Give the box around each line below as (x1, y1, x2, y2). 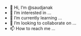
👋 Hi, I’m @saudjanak (9, 5, 53, 10)
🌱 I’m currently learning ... (9, 15, 62, 20)
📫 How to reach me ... (9, 26, 55, 31)
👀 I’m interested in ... (9, 10, 52, 16)
